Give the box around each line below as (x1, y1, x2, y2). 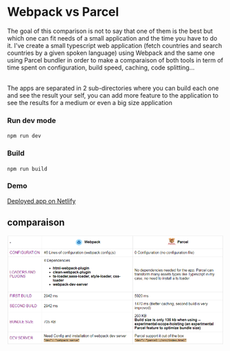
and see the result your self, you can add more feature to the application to (7, 91, 219, 100)
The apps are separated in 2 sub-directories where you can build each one (7, 84, 219, 92)
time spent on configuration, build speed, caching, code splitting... (7, 63, 195, 71)
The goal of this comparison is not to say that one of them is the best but (7, 27, 213, 35)
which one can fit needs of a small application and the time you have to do (7, 34, 218, 42)
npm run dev (7, 133, 41, 139)
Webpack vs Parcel (7, 4, 119, 20)
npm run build (7, 166, 48, 172)
